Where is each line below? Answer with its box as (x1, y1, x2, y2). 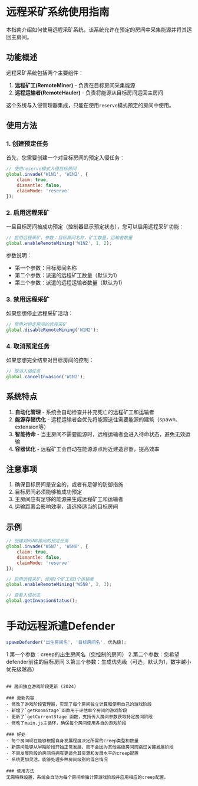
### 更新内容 (6, 695, 35, 701)
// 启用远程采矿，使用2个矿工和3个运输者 (6, 576, 94, 582)
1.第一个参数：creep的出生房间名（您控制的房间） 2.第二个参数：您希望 (6, 650, 180, 658)
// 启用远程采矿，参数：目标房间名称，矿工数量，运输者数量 (6, 234, 133, 241)
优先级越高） (6, 665, 37, 673)
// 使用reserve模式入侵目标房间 (6, 166, 77, 172)
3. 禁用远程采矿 (6, 295, 50, 303)
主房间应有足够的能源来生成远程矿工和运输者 (14, 496, 124, 503)
